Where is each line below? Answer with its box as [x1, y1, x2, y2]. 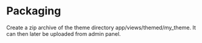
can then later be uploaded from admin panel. [6, 30, 121, 37]
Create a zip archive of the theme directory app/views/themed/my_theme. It [6, 24, 197, 31]
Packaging [6, 4, 61, 18]
